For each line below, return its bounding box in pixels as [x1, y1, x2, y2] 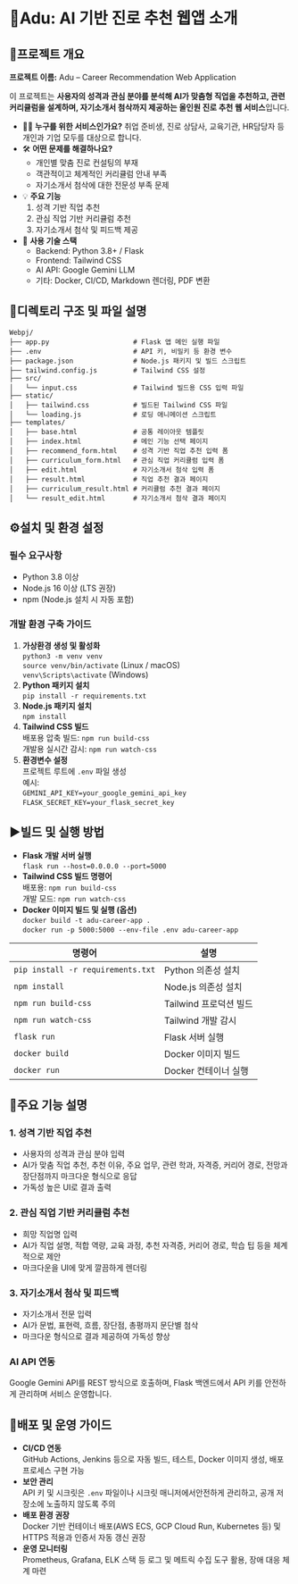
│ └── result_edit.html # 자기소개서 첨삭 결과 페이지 [9, 493, 227, 503]
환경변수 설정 [21, 754, 69, 765]
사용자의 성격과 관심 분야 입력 [21, 1149, 125, 1160]
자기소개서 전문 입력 [21, 1308, 92, 1319]
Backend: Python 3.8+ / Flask [35, 246, 145, 256]
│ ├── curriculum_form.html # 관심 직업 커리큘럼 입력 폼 [9, 456, 225, 465]
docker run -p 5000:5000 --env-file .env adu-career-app [21, 926, 239, 934]
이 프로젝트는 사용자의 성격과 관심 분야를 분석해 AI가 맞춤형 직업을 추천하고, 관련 [9, 91, 286, 101]
